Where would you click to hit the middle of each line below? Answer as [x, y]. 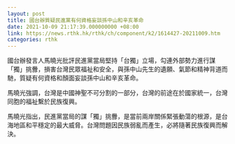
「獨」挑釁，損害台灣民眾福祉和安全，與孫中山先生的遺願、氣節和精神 [108, 69]
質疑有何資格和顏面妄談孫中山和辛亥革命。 [80, 78]
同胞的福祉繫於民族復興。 [44, 101]
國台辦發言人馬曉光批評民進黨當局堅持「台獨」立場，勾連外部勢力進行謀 [111, 61]
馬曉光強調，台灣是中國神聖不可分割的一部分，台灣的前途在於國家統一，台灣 [117, 93]
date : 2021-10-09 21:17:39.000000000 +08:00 [73, 27]
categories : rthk [33, 40]
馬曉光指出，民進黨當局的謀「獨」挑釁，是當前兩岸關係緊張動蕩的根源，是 [114, 117]
